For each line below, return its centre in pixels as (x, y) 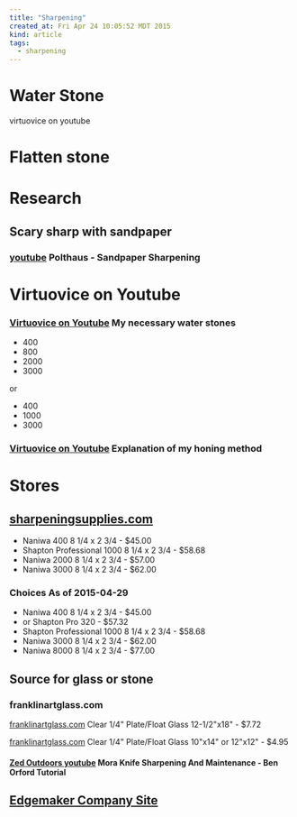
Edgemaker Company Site (84, 800)
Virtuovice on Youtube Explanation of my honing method (136, 449)
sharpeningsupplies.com (81, 519)
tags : (19, 43)
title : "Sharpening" (48, 18)
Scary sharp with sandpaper (91, 231)
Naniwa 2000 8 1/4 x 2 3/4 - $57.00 (89, 560)
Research (46, 198)
